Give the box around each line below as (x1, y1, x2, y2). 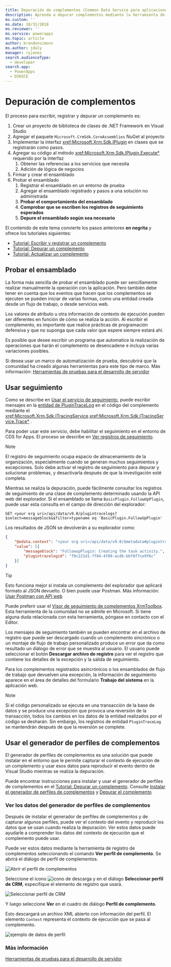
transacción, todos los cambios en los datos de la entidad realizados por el (5, 713, 162, 719)
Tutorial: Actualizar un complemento (12, 251, 89, 257)
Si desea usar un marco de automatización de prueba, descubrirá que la (5, 358, 157, 364)
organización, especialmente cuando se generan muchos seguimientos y (5, 459, 159, 465)
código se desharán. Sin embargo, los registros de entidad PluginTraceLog (5, 718, 161, 725)
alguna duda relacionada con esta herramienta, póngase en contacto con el (5, 613, 164, 620)
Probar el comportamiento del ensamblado (20, 199, 113, 205)
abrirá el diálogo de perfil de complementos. (5, 856, 98, 862)
